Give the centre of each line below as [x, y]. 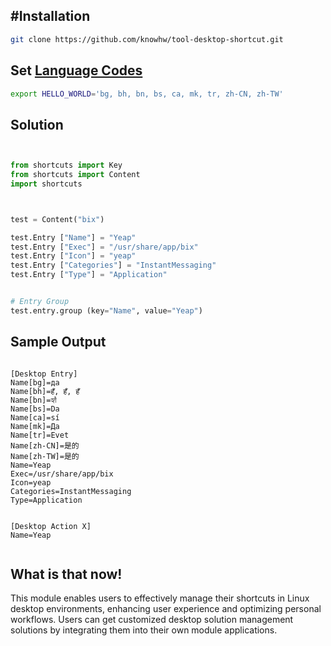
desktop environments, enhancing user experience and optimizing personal [166, 609]
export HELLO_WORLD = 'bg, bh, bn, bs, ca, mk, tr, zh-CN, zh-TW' [147, 94]
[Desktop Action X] [51, 526]
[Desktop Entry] [44, 374]
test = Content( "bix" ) [57, 219]
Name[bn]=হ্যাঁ [33, 400]
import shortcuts [46, 184]
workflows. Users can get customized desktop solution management [152, 620]
